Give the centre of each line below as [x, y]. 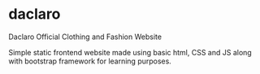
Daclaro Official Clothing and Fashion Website [85, 37]
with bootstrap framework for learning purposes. [90, 61]
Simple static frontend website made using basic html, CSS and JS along [130, 52]
